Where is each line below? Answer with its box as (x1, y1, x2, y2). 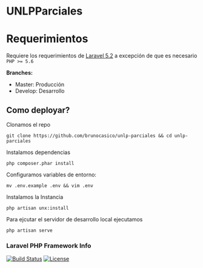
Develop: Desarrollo (15, 87, 65, 95)
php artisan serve (6, 227, 53, 233)
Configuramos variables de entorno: (6, 171, 97, 178)
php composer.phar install (6, 160, 75, 166)
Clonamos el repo (6, 121, 50, 128)
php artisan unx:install (6, 205, 69, 211)
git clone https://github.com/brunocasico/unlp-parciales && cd (6, 132, 172, 139)
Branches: (6, 69, 33, 76)
